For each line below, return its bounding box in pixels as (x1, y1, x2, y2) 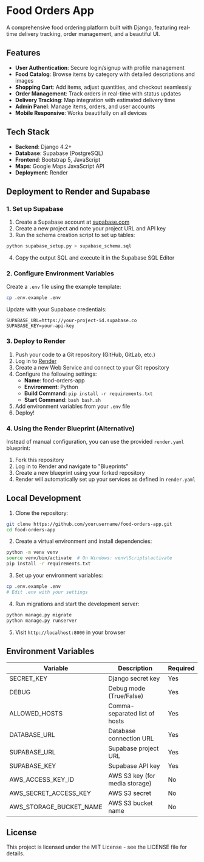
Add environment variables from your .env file (15, 402, 131, 410)
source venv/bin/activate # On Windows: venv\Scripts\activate (6, 555, 172, 561)
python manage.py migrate (6, 612, 72, 618)
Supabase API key (108, 762, 160, 770)
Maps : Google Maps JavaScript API (15, 162, 104, 170)
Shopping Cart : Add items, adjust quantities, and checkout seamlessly (15, 83, 192, 91)
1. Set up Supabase (6, 204, 64, 213)
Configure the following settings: (15, 370, 97, 378)
